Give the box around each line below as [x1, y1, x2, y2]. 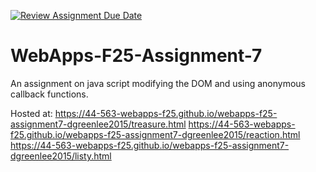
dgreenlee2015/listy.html [10, 150, 112, 162]
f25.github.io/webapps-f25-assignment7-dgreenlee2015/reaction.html [10, 128, 301, 140]
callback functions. [10, 88, 89, 100]
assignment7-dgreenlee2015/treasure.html [10, 118, 187, 130]
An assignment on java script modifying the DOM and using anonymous [10, 77, 306, 89]
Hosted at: [10, 107, 53, 119]
